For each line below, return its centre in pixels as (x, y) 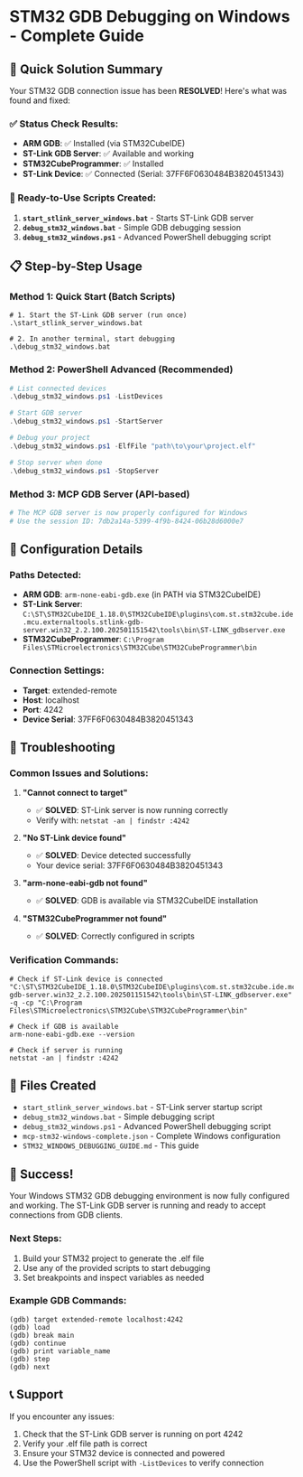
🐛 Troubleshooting (62, 748)
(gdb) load (30, 1327)
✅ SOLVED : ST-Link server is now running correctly (132, 810)
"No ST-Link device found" (74, 838)
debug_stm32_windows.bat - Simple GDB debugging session (132, 227)
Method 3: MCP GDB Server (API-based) (100, 494)
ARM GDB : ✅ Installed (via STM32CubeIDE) (104, 144)
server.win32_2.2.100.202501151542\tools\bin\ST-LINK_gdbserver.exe (154, 631)
